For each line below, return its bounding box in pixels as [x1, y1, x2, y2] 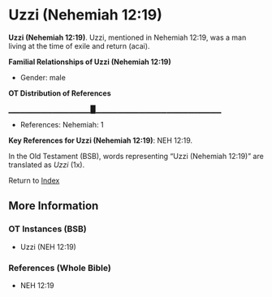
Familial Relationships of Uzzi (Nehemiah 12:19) [8, 57, 172, 67]
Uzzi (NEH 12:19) [19, 242, 77, 252]
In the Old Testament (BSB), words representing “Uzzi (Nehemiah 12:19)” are [8, 151, 264, 161]
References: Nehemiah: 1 [19, 119, 104, 129]
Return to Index [8, 175, 60, 185]
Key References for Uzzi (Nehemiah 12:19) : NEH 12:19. [8, 136, 193, 145]
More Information [8, 199, 99, 213]
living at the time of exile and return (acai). [8, 41, 150, 50]
